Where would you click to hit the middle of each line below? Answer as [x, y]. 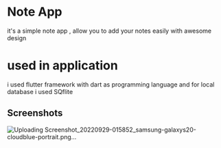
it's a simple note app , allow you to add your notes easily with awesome [109, 31]
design [17, 38]
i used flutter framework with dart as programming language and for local [111, 84]
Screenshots [35, 113]
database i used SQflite [40, 91]
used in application [62, 66]
